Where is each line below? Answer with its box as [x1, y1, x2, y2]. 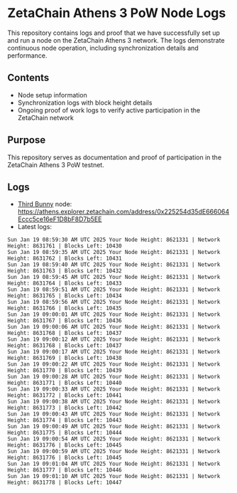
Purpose [7, 134, 46, 147]
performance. [7, 51, 48, 60]
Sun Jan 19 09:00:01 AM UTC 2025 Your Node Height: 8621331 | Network [7, 311, 221, 318]
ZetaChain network [17, 113, 75, 122]
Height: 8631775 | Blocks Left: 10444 [7, 429, 122, 437]
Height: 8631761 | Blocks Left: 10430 [7, 243, 122, 250]
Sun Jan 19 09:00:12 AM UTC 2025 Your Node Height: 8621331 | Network [7, 336, 221, 343]
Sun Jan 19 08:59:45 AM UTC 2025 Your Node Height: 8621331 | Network [7, 274, 221, 281]
